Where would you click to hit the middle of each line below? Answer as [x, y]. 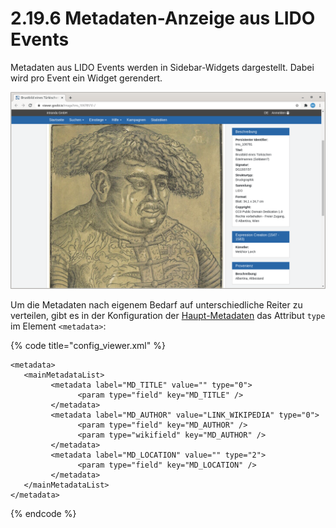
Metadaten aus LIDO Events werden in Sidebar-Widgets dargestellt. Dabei [162, 67]
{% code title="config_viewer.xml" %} [88, 345]
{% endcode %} [43, 513]
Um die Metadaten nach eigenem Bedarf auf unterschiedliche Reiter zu [156, 304]
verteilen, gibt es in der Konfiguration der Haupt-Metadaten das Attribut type [168, 315]
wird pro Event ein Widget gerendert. [86, 78]
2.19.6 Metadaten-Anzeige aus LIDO [163, 18]
